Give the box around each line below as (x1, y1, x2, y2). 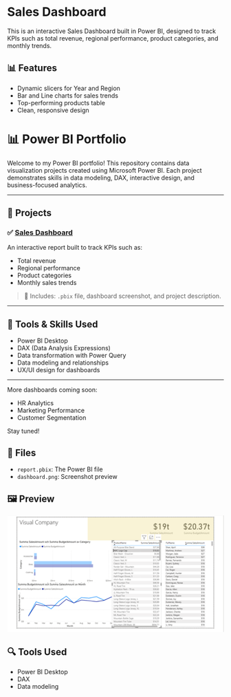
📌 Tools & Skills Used (7, 318, 98, 330)
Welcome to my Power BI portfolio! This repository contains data (7, 159, 190, 167)
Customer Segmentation (16, 414, 87, 422)
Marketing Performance (16, 407, 85, 415)
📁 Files (7, 447, 36, 458)
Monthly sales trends (16, 279, 77, 287)
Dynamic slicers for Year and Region (16, 84, 120, 92)
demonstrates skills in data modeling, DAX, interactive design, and (7, 173, 195, 182)
